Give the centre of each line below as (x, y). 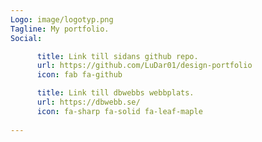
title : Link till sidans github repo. (117, 56)
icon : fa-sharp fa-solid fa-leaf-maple (119, 111)
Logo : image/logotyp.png (62, 19)
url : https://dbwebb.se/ (88, 102)
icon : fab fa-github (79, 75)
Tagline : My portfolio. (60, 29)
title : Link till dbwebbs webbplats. (115, 93)
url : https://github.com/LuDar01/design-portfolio (144, 66)
